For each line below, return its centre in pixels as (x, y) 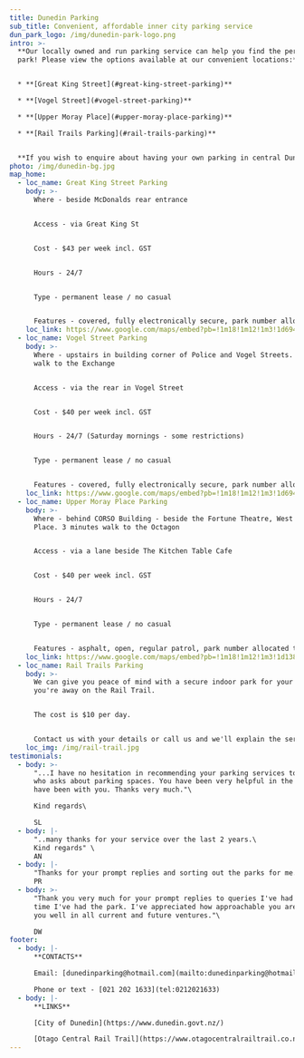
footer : (24, 940)
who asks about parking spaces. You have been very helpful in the (163, 781)
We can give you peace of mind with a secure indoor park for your (163, 682)
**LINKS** (52, 1006)
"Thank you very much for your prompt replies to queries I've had (163, 898)
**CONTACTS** (58, 957)
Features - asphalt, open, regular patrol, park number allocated (161, 648)
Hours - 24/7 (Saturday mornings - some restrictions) (139, 436)
